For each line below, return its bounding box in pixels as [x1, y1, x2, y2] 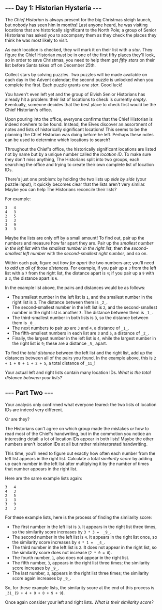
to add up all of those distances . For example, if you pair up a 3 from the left [5, 265, 157, 271]
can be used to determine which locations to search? [5, 137, 111, 143]
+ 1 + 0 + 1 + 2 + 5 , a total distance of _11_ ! [5, 360, 96, 366]
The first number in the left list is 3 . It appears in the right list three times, [12, 524, 157, 530]
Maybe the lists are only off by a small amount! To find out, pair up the [5, 235, 145, 241]
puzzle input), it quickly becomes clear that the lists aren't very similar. [5, 181, 146, 187]
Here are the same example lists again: [5, 475, 82, 481]
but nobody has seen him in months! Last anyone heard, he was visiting [5, 22, 148, 28]
